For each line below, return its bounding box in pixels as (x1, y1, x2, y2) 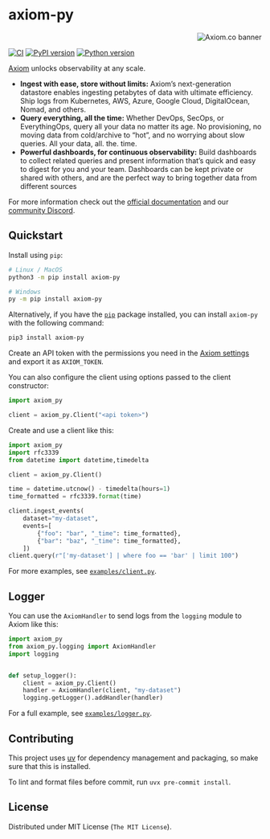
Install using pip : (8, 250, 63, 260)
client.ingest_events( (8, 507, 84, 515)
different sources (19, 181, 77, 190)
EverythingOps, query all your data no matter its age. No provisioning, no (19, 121, 262, 131)
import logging (8, 649, 59, 658)
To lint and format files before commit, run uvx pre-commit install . (8, 777, 231, 787)
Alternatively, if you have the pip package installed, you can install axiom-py (8, 309, 259, 319)
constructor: (8, 381, 50, 391)
